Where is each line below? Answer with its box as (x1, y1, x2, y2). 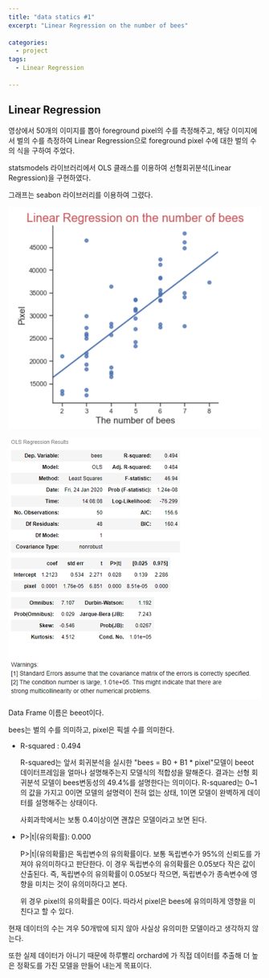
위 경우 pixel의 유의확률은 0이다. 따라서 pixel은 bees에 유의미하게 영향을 (19, 896, 247, 906)
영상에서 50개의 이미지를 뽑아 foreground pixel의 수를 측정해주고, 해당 (8, 125, 230, 135)
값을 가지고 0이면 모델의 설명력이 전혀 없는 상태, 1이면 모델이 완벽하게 (28, 787, 247, 797)
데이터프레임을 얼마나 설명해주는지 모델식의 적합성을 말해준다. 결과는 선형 (19, 767, 251, 777)
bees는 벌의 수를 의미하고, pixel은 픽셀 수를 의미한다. (8, 725, 175, 734)
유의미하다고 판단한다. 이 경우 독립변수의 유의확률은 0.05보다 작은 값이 (35, 859, 255, 869)
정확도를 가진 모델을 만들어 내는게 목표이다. (16, 960, 153, 970)
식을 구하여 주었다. (16, 146, 75, 155)
